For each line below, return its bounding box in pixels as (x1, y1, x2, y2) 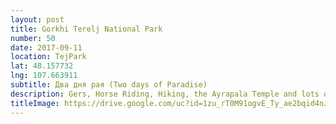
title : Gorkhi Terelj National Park (10, 24, 163, 34)
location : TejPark (10, 52, 87, 62)
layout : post (10, 14, 65, 25)
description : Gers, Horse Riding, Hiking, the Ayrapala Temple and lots (10, 89, 320, 99)
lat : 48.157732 (10, 61, 74, 71)
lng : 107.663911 (10, 71, 78, 81)
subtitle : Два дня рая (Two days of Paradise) (10, 80, 208, 90)
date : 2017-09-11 (10, 42, 83, 53)
